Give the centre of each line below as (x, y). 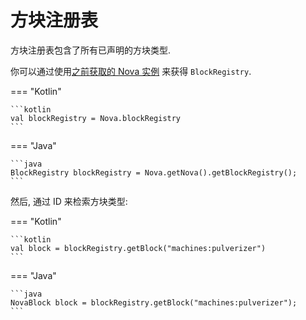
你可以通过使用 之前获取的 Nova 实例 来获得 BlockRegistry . (131, 71)
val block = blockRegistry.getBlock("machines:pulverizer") (138, 248)
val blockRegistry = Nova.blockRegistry (96, 118)
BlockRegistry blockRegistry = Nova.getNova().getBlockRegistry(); (154, 172)
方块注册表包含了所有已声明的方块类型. (91, 50)
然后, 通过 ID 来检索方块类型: (69, 201)
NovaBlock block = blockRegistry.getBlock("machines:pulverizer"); (154, 302)
